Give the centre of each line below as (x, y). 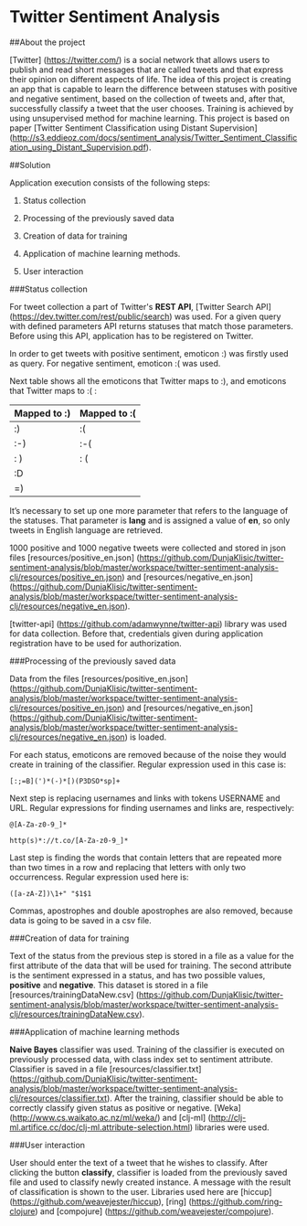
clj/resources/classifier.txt (58, 1098)
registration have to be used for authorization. (96, 643)
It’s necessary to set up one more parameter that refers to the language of (149, 510)
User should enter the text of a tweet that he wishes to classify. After (138, 1162)
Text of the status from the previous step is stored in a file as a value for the (152, 955)
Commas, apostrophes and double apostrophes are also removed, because (151, 911)
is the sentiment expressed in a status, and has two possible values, (138, 975)
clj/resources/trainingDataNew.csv (74, 1014)
